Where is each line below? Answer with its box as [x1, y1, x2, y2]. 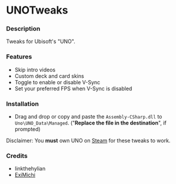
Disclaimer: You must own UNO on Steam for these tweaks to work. [6, 137, 171, 144]
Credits [6, 152, 28, 160]
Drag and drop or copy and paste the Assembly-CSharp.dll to [14, 113, 162, 120]
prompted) [14, 126, 41, 133]
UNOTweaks [6, 4, 69, 17]
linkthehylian [14, 165, 46, 172]
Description [6, 25, 41, 33]
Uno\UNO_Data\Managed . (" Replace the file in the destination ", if [14, 119, 167, 127]
